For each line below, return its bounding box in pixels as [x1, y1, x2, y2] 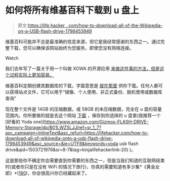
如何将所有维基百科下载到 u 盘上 [5, 5, 139, 16]
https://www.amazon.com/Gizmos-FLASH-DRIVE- [44, 119, 149, 125]
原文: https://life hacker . [17, 22, 67, 28]
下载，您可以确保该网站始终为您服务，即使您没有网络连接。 [9, 45, 134, 51]
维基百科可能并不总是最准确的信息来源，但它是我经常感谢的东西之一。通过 [5, 39, 160, 45]
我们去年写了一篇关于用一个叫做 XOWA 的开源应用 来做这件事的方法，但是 [5, 65, 160, 71]
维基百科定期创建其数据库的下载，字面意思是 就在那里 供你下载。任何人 [5, 82, 154, 89]
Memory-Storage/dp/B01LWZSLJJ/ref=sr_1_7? [5, 124, 102, 130]
